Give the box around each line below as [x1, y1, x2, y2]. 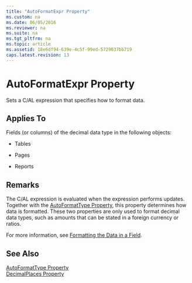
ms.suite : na [6, 30, 38, 36]
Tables [14, 140, 31, 147]
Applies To [6, 113, 46, 123]
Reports [14, 163, 34, 170]
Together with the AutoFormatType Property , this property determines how [6, 202, 187, 209]
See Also [6, 249, 39, 258]
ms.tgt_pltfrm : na [6, 36, 51, 42]
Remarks [6, 180, 40, 190]
